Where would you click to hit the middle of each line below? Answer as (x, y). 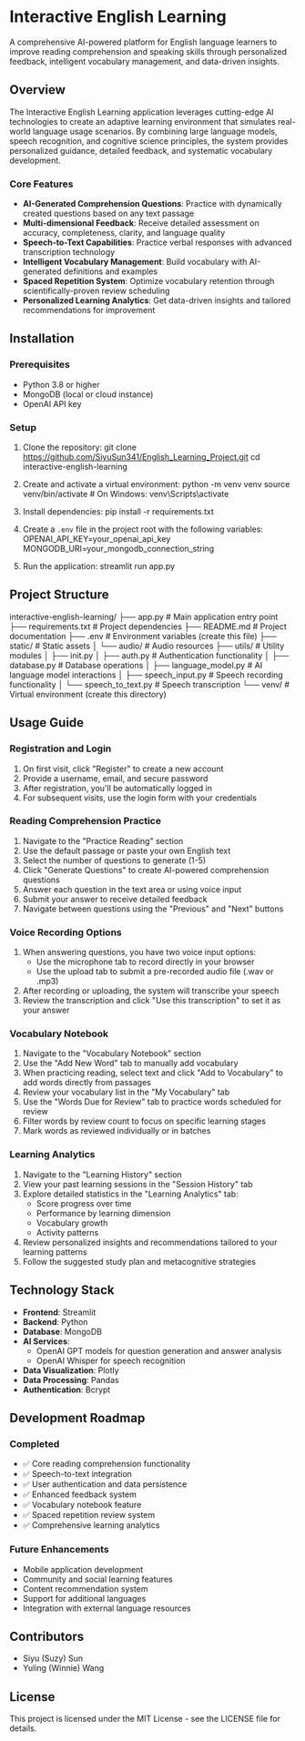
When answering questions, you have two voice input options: (139, 952)
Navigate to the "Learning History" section (102, 1174)
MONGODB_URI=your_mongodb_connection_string (118, 549)
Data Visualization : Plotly (71, 1370)
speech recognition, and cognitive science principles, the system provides (149, 141)
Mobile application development (83, 1569)
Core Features (41, 184)
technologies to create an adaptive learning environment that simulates (142, 121)
